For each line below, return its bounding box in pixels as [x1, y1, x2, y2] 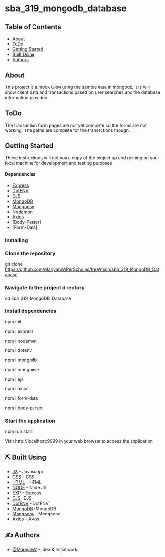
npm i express [5, 328, 34, 334]
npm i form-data [5, 395, 38, 401]
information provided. [5, 94, 49, 100]
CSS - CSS [12, 474, 34, 480]
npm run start [5, 428, 33, 434]
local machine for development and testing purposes [5, 160, 112, 166]
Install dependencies [5, 307, 57, 314]
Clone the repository [5, 250, 56, 257]
